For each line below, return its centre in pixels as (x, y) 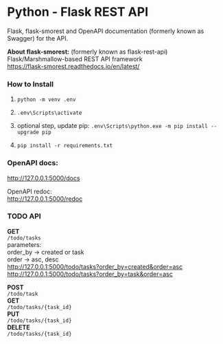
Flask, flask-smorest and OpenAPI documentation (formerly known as (106, 31)
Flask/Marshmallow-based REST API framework (75, 58)
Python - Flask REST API (78, 12)
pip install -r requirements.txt (65, 146)
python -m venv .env (46, 100)
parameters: (24, 244)
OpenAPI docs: (33, 163)
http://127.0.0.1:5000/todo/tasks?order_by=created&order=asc (95, 266)
